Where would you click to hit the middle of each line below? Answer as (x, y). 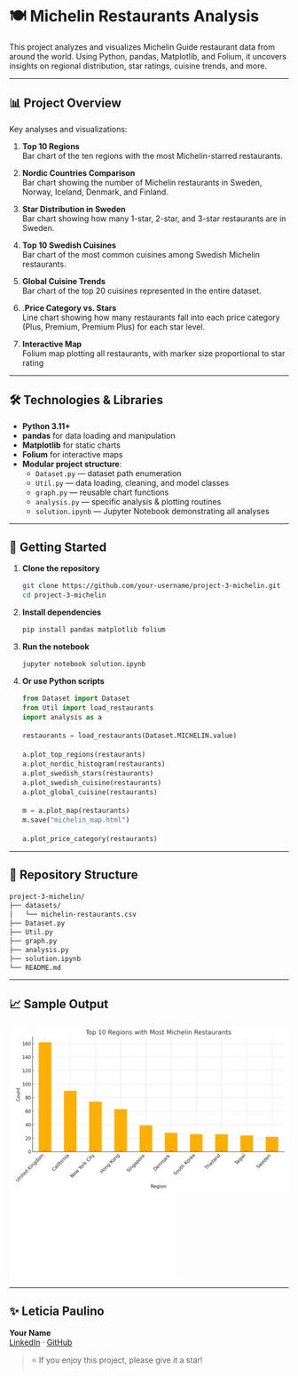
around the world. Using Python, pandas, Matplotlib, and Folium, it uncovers (148, 56)
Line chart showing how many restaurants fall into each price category (151, 317)
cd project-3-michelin (64, 595)
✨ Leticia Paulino (57, 1312)
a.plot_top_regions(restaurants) (84, 755)
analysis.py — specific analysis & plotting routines (128, 501)
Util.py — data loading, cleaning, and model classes (132, 482)
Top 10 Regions (51, 146)
